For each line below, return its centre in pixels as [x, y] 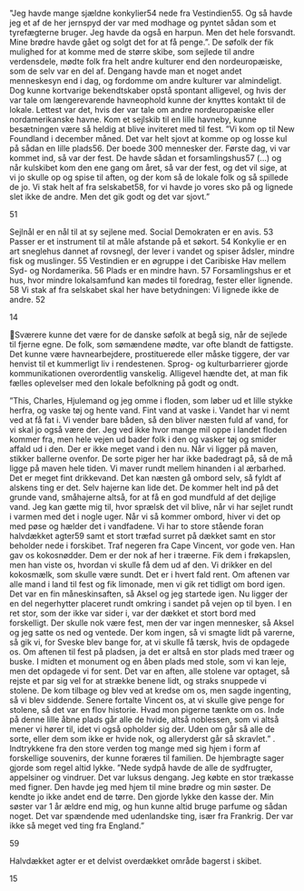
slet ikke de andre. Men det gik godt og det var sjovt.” [110, 196]
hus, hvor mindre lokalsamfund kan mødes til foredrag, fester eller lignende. [151, 280]
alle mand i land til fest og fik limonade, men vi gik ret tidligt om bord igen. [147, 584]
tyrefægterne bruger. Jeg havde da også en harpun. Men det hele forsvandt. [152, 32]
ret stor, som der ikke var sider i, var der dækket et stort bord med [133, 613]
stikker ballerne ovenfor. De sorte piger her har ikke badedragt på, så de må [151, 459]
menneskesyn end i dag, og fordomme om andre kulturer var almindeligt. [146, 80]
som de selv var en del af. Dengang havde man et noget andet [126, 71]
